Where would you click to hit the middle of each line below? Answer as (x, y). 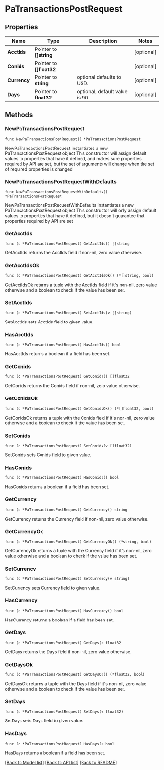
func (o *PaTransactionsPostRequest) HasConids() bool (62, 478)
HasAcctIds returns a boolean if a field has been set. (58, 354)
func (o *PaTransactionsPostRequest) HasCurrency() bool (64, 611)
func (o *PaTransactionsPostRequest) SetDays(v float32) (64, 712)
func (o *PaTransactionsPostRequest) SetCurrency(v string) (68, 579)
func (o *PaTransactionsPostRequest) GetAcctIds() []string (68, 244)
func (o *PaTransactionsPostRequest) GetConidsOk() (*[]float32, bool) (79, 409)
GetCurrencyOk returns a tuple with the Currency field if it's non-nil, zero (79, 550)
